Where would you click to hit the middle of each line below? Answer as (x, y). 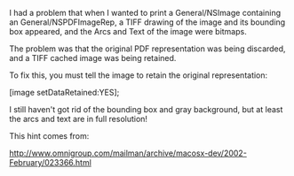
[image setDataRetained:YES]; (64, 92)
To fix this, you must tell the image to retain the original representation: (139, 75)
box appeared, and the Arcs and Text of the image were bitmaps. (128, 31)
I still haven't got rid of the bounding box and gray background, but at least (146, 109)
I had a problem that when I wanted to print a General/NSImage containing (145, 13)
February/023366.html (50, 162)
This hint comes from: (49, 136)
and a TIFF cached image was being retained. (93, 58)
